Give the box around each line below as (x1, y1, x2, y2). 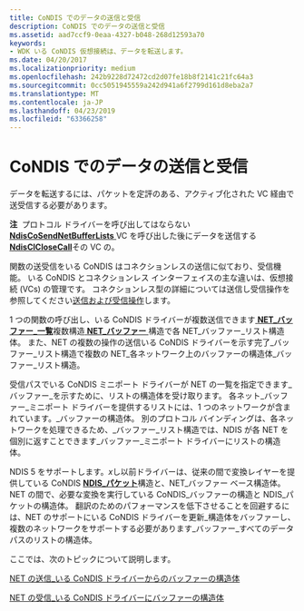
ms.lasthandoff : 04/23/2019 (9, 106, 116, 115)
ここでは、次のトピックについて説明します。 (9, 554, 176, 565)
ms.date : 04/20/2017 (9, 55, 88, 64)
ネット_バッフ (236, 390, 289, 401)
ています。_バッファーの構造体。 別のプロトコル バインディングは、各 (16, 413, 279, 424)
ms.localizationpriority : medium (9, 64, 136, 74)
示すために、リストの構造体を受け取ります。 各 (60, 390, 238, 401)
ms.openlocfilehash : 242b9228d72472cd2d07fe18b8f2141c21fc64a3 (9, 73, 254, 82)
